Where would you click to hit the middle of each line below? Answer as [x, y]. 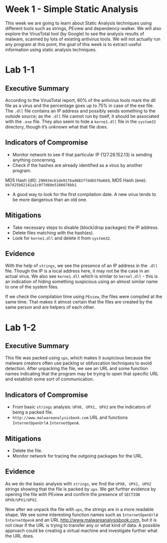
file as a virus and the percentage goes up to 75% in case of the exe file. [80, 105]
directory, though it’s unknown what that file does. [57, 126]
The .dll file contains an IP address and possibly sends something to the [81, 110]
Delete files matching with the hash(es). [53, 232]
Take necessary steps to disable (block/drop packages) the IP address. [85, 227]
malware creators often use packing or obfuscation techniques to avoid [79, 363]
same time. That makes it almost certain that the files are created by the [79, 302]
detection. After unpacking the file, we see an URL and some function [77, 368]
